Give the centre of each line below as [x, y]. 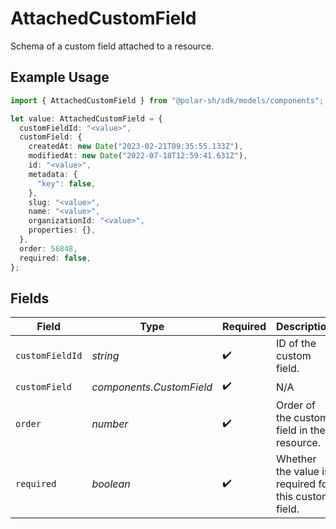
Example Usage [60, 77]
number [110, 424]
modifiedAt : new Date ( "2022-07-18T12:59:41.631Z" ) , [138, 156]
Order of [296, 405]
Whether [296, 459]
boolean [111, 484]
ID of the [296, 344]
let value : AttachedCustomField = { [86, 118]
